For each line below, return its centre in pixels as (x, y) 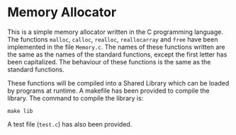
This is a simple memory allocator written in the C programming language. (115, 32)
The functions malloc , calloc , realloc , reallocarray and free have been (113, 39)
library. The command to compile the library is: (75, 98)
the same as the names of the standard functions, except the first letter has (117, 54)
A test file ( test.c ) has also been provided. (70, 124)
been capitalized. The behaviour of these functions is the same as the (109, 61)
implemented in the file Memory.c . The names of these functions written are (116, 47)
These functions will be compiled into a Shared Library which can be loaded (118, 83)
